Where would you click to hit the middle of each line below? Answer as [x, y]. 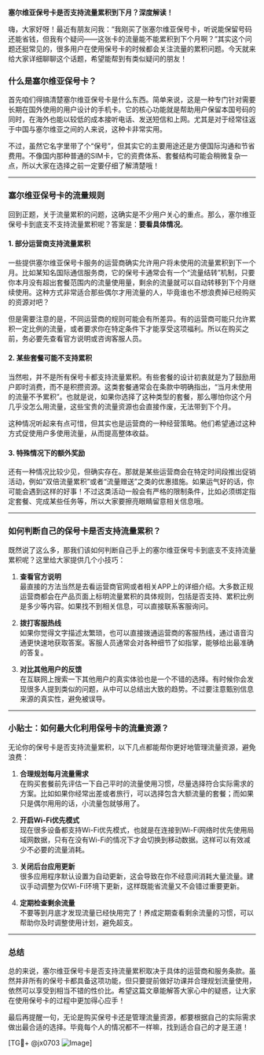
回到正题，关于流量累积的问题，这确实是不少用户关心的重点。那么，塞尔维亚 [132, 214]
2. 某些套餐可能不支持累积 [50, 358]
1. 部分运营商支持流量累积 [49, 244]
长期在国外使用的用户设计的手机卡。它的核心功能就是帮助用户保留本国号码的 [132, 110]
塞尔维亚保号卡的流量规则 [57, 196]
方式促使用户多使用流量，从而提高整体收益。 [81, 433]
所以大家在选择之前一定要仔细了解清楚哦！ [90, 166]
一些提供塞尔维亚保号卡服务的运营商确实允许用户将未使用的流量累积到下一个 [132, 263]
